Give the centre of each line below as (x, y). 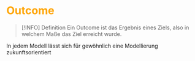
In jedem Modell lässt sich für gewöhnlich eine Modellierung (82, 46)
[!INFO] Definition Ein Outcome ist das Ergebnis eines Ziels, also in (105, 27)
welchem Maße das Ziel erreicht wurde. (71, 34)
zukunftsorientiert (29, 52)
